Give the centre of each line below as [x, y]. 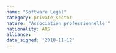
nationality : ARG [28, 29]
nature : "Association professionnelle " [59, 23]
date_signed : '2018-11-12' [41, 40]
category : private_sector [39, 18]
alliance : [19, 35]
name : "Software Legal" [37, 12]
